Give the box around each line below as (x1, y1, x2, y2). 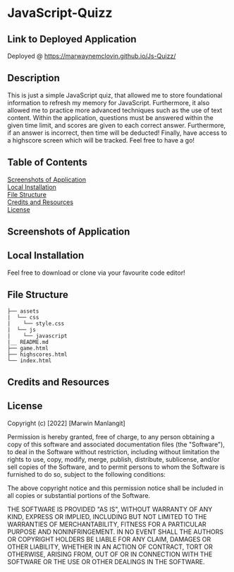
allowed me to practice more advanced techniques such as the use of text (7, 106, 223, 114)
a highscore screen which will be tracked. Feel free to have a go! (7, 136, 195, 144)
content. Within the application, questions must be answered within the (7, 113, 214, 121)
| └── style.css (7, 320, 65, 327)
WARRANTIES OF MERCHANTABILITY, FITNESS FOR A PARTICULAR (7, 520, 207, 528)
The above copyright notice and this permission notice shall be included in (7, 484, 223, 492)
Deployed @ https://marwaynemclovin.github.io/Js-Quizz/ (7, 52, 176, 60)
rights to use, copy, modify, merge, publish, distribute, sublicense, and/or (7, 455, 220, 463)
